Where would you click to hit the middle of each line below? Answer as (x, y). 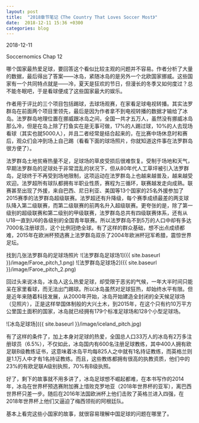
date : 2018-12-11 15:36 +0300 (45, 23)
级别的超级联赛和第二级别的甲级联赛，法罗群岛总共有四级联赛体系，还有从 (97, 213)
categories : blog (28, 28)
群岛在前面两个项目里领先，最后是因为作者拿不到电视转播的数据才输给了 (94, 111)
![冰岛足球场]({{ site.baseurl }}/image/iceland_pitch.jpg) (74, 324)
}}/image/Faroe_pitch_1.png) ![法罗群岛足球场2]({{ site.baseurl (81, 263)
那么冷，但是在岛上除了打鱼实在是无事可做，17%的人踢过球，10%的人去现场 (99, 126)
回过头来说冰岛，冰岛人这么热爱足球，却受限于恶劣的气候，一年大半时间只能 (99, 282)
